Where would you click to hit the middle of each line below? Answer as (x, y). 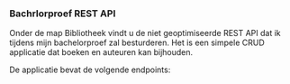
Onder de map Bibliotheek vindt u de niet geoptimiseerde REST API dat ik (145, 33)
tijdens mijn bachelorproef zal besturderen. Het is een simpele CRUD (137, 42)
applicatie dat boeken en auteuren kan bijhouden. (101, 52)
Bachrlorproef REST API (63, 14)
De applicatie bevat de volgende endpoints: (90, 70)
